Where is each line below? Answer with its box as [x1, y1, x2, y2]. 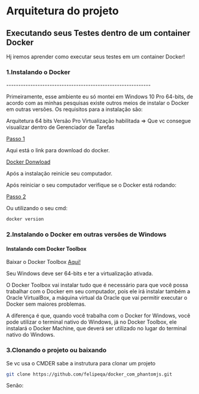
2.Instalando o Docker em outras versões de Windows [6, 230, 167, 239]
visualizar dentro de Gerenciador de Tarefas [6, 124, 115, 131]
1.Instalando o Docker [6, 67, 71, 76]
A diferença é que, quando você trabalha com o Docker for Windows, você [6, 312, 191, 319]
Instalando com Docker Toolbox [6, 245, 87, 252]
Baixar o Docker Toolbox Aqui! [6, 258, 81, 266]
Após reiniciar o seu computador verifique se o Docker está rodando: [6, 181, 177, 189]
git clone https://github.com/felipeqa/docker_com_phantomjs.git [6, 371, 172, 377]
